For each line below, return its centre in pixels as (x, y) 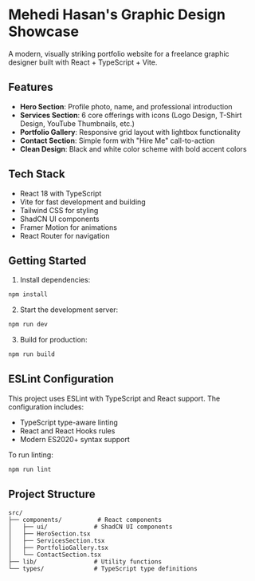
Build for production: (53, 340)
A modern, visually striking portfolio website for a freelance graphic (119, 53)
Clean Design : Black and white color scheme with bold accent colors (133, 148)
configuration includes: (46, 407)
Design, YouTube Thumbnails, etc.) (77, 123)
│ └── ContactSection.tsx (55, 555)
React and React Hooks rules (67, 431)
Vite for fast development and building (82, 202)
